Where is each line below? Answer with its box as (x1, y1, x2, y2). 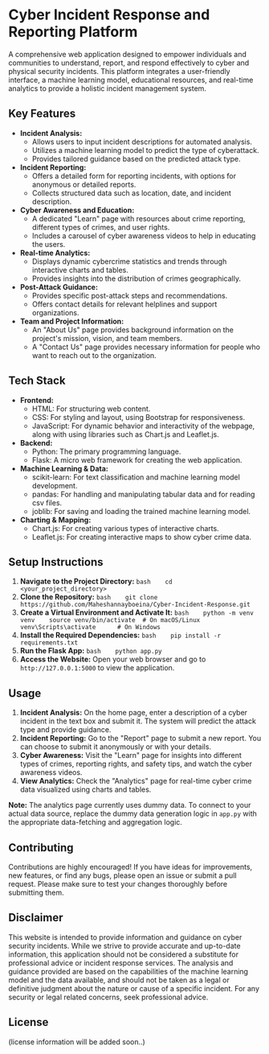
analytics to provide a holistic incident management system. (8, 83, 207, 93)
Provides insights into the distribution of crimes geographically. (31, 274, 241, 283)
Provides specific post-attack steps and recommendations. (31, 290, 228, 300)
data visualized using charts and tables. (19, 784, 152, 794)
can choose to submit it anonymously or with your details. (19, 742, 211, 751)
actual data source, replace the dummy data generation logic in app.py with (8, 809, 257, 818)
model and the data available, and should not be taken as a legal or (8, 975, 230, 985)
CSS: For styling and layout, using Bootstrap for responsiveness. (31, 412, 246, 422)
